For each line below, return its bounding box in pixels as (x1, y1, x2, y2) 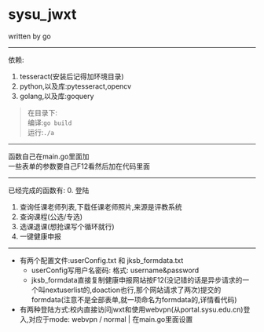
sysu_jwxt (8, 5, 77, 24)
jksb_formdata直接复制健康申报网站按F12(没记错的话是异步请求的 (31, 275, 243, 284)
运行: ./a (27, 127, 55, 137)
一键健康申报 (19, 232, 61, 241)
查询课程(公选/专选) (19, 212, 83, 221)
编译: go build (27, 118, 72, 127)
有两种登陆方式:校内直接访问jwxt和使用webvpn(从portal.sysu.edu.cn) (19, 305, 244, 314)
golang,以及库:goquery (19, 91, 94, 100)
